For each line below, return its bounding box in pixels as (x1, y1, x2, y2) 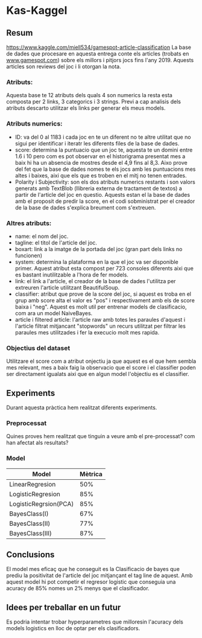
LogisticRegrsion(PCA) (9, 499, 74, 508)
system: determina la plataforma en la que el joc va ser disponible (14, 258, 179, 266)
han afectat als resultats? (6, 439, 69, 447)
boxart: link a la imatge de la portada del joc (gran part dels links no (14, 245, 183, 252)
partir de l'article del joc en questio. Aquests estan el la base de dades (14, 191, 191, 198)
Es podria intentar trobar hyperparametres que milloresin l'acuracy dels (6, 618, 184, 625)
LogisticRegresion (9, 490, 60, 498)
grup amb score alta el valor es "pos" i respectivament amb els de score (14, 296, 195, 304)
